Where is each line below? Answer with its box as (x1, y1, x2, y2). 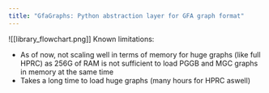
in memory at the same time (19, 66, 114, 77)
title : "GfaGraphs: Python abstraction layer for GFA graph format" (8, 11, 245, 20)
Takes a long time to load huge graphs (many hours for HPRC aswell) (19, 75, 251, 85)
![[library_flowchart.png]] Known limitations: (8, 34, 155, 44)
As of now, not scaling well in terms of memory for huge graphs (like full (19, 49, 261, 59)
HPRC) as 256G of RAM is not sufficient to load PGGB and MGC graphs (19, 58, 258, 68)
